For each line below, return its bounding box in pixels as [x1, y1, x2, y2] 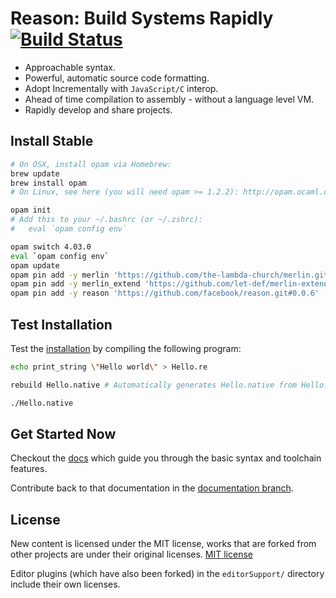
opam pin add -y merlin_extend [10, 279, 141, 289]
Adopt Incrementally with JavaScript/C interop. [24, 82, 219, 94]
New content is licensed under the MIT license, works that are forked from [10, 538, 317, 550]
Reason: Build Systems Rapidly [10, 7, 274, 30]
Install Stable [10, 133, 94, 150]
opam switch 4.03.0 [10, 242, 92, 252]
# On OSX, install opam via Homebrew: [10, 159, 172, 169]
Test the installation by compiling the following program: [10, 342, 242, 354]
